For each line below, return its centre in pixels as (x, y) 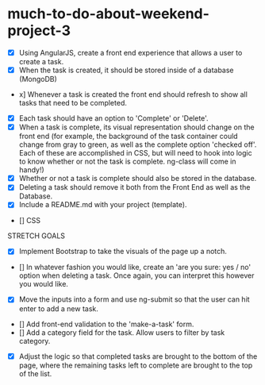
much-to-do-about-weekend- (108, 14)
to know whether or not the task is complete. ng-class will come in (127, 162)
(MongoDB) (38, 79)
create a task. (41, 62)
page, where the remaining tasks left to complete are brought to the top (136, 365)
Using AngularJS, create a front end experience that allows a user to (131, 52)
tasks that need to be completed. (73, 103)
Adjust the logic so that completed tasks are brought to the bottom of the (138, 356)
